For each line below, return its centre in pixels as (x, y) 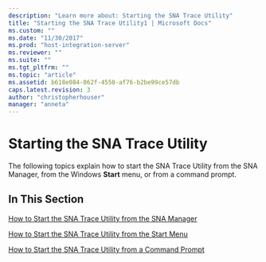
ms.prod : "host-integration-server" (69, 45)
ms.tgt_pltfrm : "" (39, 68)
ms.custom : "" (32, 30)
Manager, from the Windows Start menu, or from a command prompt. (123, 174)
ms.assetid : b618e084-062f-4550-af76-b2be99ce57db (94, 82)
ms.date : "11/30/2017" (46, 38)
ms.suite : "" (30, 61)
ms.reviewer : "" (35, 53)
